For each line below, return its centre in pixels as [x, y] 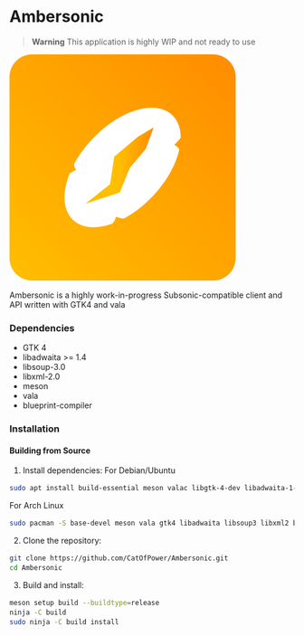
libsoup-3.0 [44, 367]
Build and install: [53, 584]
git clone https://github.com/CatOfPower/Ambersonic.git [119, 558]
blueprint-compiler [57, 405]
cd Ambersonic [36, 567]
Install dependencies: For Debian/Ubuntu [99, 470]
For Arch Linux [37, 506]
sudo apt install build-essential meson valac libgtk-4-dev [125, 489]
